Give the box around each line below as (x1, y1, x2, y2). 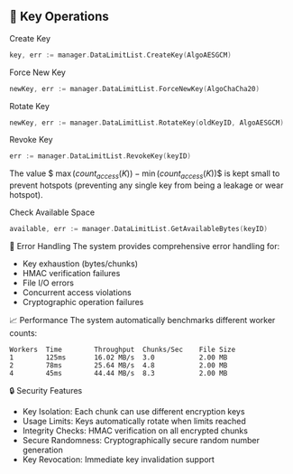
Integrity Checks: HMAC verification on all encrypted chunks (22, 425, 248, 436)
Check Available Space (9, 207, 96, 218)
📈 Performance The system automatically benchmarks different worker (9, 314, 276, 325)
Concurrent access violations (22, 286, 133, 298)
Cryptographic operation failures (22, 296, 144, 307)
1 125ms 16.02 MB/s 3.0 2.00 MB (9, 353, 228, 362)
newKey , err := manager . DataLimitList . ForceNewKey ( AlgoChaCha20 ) (9, 84, 260, 93)
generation (22, 444, 63, 455)
